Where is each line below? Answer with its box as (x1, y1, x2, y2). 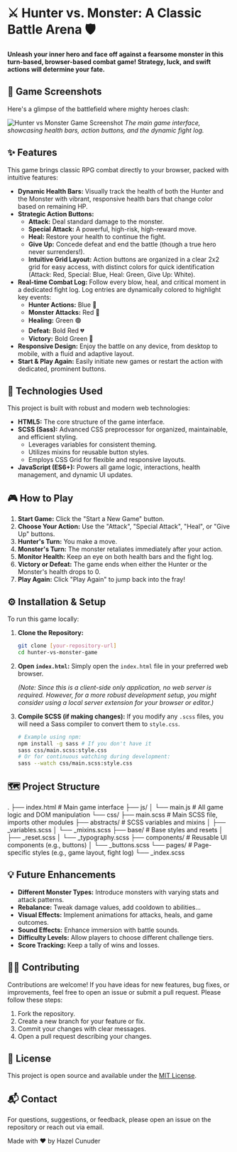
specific (7, 848, 31, 857)
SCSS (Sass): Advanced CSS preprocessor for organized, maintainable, (17, 425, 228, 434)
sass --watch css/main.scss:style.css (17, 760, 133, 767)
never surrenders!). (28, 247, 85, 256)
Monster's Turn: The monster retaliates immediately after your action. (17, 545, 223, 553)
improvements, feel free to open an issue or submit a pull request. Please (7, 988, 221, 996)
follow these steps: (7, 995, 62, 1004)
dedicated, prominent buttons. (17, 365, 106, 373)
